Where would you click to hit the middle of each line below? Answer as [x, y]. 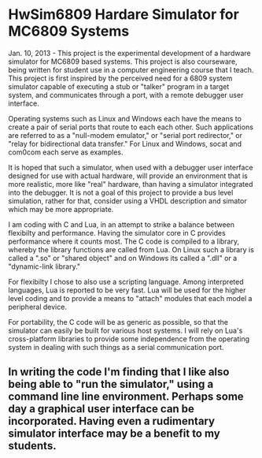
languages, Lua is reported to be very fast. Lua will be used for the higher [127, 290]
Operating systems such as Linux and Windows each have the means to [125, 118]
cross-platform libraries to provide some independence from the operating [129, 339]
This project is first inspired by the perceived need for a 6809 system [120, 78]
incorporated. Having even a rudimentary [111, 421]
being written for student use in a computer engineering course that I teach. [131, 69]
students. [32, 446]
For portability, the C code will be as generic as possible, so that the [118, 322]
